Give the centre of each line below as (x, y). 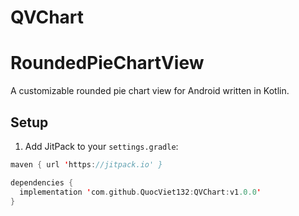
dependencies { (42, 182)
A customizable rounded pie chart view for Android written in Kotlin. (150, 91)
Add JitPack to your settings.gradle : (101, 146)
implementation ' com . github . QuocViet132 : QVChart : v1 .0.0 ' (140, 192)
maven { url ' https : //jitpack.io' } (86, 164)
